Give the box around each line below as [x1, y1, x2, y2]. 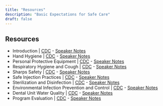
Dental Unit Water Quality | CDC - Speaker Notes [12, 90, 113, 96]
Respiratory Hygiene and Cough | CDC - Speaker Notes [12, 64, 127, 70]
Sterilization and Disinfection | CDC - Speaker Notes [12, 80, 120, 86]
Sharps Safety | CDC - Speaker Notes [12, 69, 90, 75]
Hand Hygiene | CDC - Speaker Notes [12, 53, 91, 59]
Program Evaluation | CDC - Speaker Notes [12, 95, 101, 102]
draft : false [5, 16, 32, 21]
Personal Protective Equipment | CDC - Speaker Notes [12, 58, 125, 64]
